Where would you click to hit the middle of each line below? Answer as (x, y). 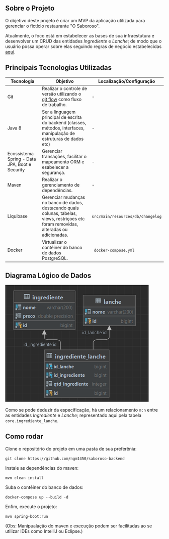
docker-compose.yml (114, 251)
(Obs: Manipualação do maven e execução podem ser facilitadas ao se (79, 526)
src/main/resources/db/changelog (127, 216)
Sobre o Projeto (30, 8)
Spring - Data (22, 159)
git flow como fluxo (62, 99)
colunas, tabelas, (59, 213)
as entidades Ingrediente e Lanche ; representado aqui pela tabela (73, 415)
